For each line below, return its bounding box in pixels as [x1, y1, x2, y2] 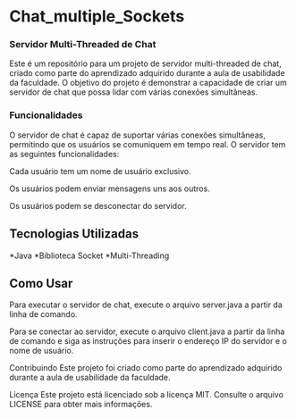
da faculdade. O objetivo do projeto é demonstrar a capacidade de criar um [9, 78, 288, 88]
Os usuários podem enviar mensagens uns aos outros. [9, 183, 210, 194]
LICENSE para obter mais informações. [9, 399, 153, 410]
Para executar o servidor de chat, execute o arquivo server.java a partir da [9, 299, 283, 310]
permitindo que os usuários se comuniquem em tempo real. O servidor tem [9, 138, 286, 149]
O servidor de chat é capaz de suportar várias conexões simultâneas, [9, 130, 266, 140]
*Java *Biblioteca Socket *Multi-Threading [9, 250, 170, 261]
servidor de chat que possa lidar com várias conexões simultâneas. [9, 87, 258, 97]
